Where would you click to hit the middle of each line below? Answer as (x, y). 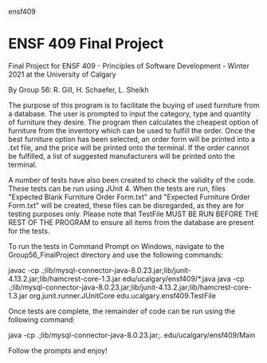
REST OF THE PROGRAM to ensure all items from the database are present (131, 222)
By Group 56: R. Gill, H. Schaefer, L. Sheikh (79, 89)
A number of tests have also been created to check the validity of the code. (132, 180)
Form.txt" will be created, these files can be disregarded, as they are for (126, 205)
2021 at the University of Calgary (63, 74)
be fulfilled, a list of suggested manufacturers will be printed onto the (122, 156)
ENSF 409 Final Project (86, 44)
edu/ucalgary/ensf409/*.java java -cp (183, 278)
